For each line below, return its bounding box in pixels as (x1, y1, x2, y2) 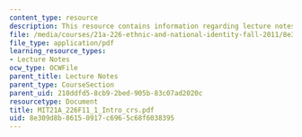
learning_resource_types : (9, 47, 106, 56)
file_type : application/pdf (9, 38, 115, 48)
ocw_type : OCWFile (9, 64, 78, 73)
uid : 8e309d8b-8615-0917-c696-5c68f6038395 (9, 114, 175, 123)
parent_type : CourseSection (9, 80, 115, 89)
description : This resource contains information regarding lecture (9, 22, 271, 31)
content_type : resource (9, 13, 99, 23)
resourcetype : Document (9, 96, 99, 106)
